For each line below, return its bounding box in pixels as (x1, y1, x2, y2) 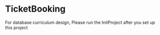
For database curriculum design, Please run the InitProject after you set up (5, 19, 156, 25)
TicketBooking (5, 3, 66, 15)
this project (5, 24, 28, 30)
